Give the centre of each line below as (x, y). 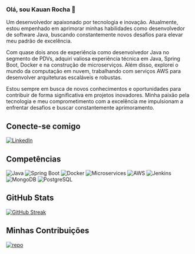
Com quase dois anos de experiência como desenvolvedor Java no (88, 52)
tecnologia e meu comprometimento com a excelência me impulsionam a (95, 101)
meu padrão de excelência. (39, 41)
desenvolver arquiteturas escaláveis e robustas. (64, 77)
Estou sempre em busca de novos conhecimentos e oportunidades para (94, 89)
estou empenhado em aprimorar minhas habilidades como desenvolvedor (96, 28)
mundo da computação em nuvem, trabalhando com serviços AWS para (94, 71)
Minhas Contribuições (48, 231)
